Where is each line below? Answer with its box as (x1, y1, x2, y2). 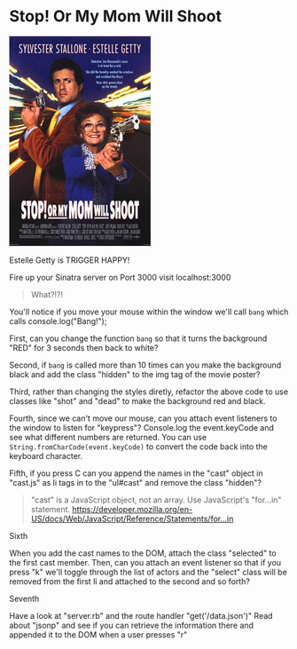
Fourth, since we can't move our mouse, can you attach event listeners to (9, 413, 277, 423)
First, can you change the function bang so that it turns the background (9, 333, 268, 344)
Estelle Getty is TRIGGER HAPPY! (9, 255, 130, 265)
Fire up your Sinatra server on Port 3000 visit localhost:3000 (9, 272, 231, 282)
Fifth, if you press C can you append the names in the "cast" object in (9, 468, 263, 479)
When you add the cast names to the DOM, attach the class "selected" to (9, 548, 277, 558)
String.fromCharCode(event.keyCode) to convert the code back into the (9, 441, 269, 452)
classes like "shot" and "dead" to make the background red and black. (9, 395, 266, 406)
